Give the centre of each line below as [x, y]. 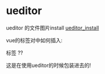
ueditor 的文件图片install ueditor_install [52, 28]
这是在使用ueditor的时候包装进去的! [49, 65]
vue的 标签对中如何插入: [34, 40]
